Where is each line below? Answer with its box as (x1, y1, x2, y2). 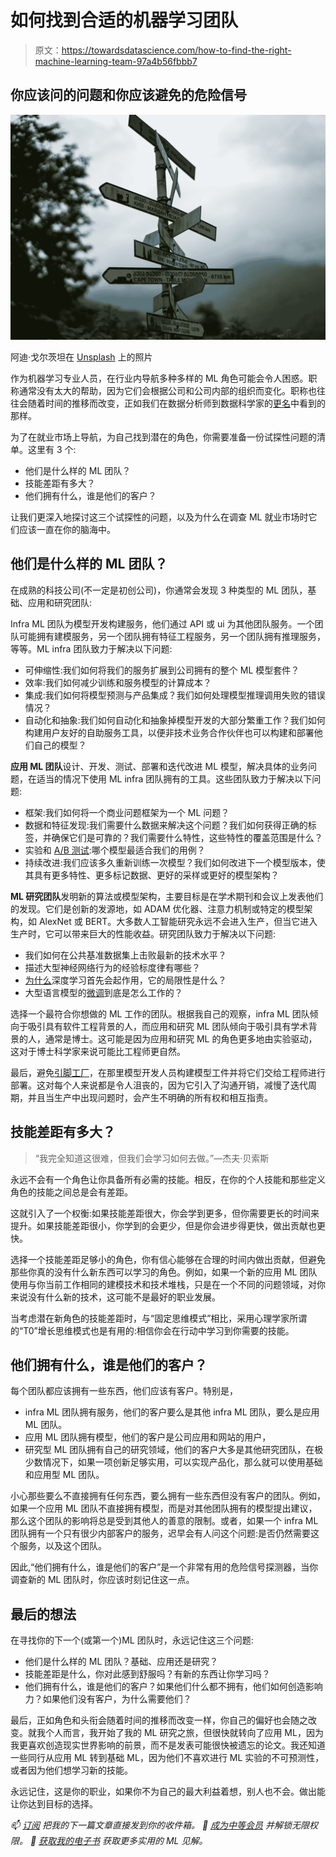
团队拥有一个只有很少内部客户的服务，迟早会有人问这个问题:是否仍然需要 (10, 1527, 312, 1540)
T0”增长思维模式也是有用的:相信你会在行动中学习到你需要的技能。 (23, 1324, 295, 1336)
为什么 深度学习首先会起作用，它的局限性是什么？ (24, 974, 227, 986)
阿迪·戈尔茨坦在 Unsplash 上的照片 (10, 351, 153, 363)
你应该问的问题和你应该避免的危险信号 (10, 87, 247, 104)
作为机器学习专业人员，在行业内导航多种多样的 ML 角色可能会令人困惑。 (10, 372, 309, 385)
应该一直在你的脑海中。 (18, 524, 116, 536)
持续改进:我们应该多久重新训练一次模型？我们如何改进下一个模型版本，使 (24, 856, 326, 868)
